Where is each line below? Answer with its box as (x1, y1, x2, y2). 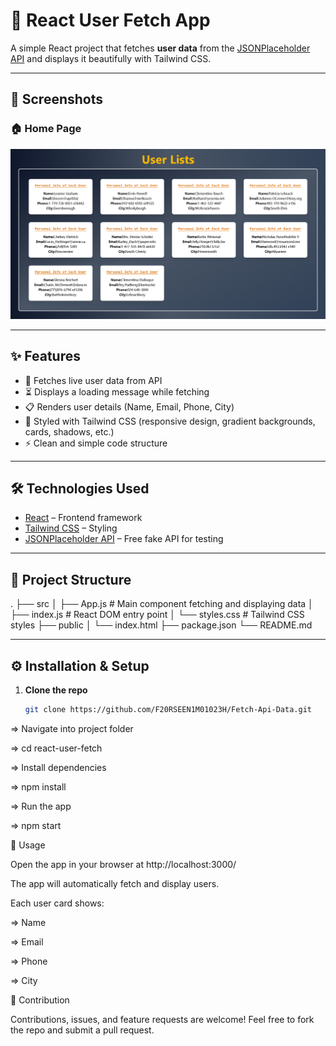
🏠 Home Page (10, 122, 82, 136)
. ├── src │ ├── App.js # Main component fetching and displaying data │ (10, 598, 314, 610)
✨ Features (10, 348, 81, 365)
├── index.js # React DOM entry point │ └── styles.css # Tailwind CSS (10, 609, 305, 621)
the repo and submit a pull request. (10, 1024, 155, 1036)
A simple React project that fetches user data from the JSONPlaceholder (10, 42, 311, 54)
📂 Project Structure (10, 571, 132, 588)
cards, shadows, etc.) (24, 425, 115, 438)
